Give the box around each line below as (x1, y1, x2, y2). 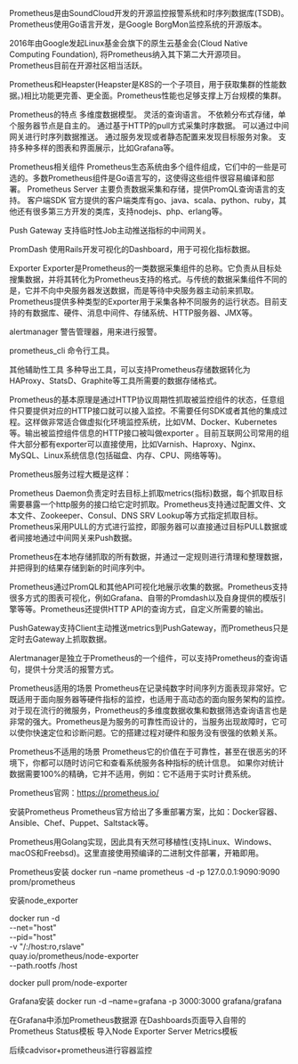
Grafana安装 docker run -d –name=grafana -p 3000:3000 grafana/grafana (9, 996, 282, 1006)
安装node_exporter (9, 895, 78, 905)
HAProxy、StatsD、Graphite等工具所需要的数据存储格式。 (9, 375, 222, 386)
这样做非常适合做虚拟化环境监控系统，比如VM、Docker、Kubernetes (24, 417, 278, 427)
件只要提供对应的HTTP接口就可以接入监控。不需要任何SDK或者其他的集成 (9, 405, 280, 416)
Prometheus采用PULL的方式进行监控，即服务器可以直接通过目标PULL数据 (9, 521, 280, 532)
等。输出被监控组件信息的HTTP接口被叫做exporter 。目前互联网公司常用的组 (9, 428, 290, 438)
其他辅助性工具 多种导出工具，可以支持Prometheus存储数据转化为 (9, 364, 251, 374)
